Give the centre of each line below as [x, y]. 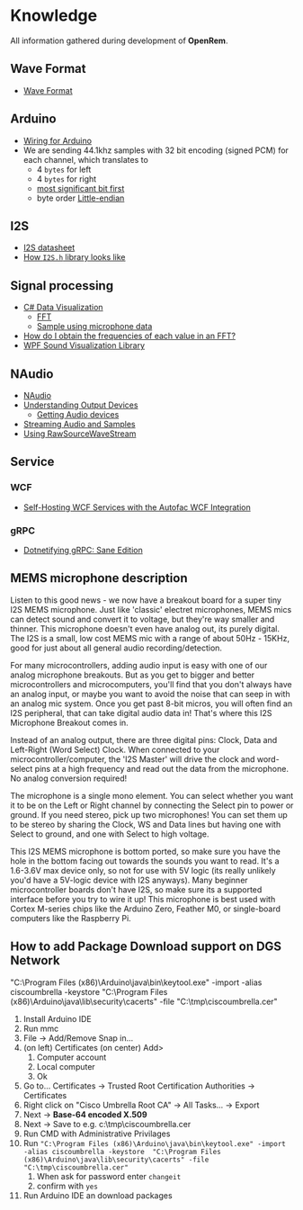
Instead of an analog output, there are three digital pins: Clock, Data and [144, 739]
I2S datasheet [49, 247]
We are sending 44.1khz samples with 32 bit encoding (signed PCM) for [156, 150]
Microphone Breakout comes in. [69, 722]
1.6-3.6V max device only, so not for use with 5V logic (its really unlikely [143, 870]
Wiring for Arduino [58, 140]
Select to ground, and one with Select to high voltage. [110, 834]
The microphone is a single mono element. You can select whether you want [152, 795]
